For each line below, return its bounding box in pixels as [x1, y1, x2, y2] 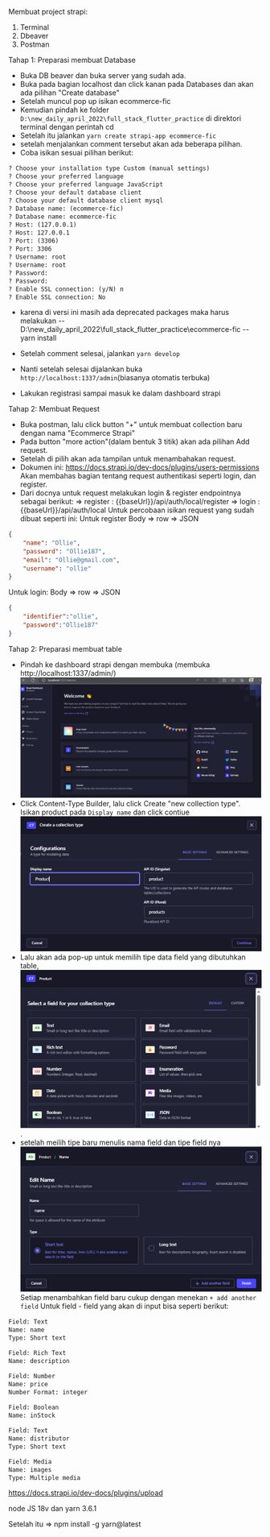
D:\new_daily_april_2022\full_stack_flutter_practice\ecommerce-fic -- [19, 325, 250, 333]
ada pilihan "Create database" [19, 88, 120, 97]
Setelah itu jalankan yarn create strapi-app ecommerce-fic [19, 130, 217, 140]
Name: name [8, 1325, 45, 1334]
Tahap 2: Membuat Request [8, 404, 100, 413]
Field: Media [8, 1457, 52, 1465]
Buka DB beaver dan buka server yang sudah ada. [19, 71, 186, 80]
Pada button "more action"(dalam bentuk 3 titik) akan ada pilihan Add [19, 437, 251, 446]
